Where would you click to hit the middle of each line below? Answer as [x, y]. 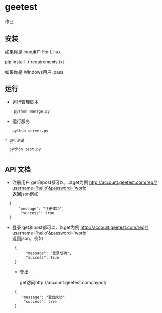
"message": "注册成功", [41, 209]
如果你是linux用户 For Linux [33, 52]
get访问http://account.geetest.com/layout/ [63, 283]
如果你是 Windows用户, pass [34, 72]
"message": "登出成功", [45, 297]
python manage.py [32, 111]
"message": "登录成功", [49, 253]
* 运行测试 [15, 140]
